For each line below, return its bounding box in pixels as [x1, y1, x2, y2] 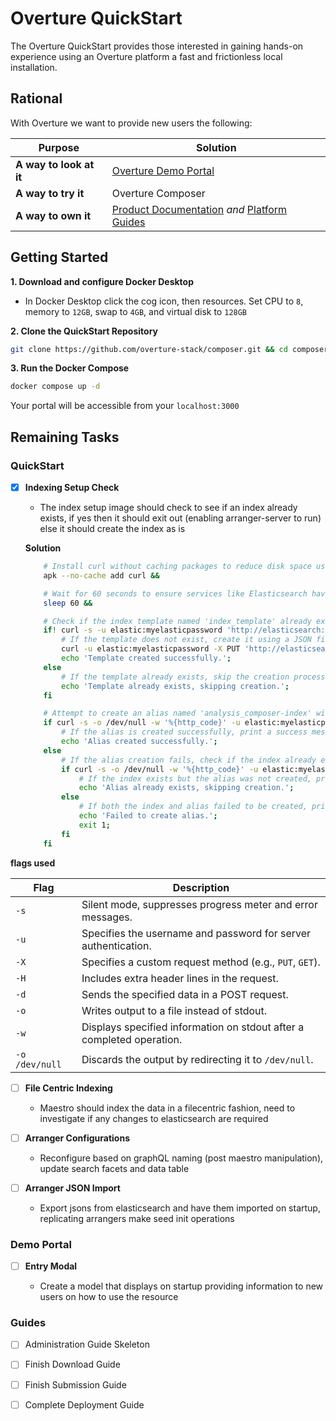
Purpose [38, 140, 80, 154]
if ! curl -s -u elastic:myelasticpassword [43, 625, 223, 636]
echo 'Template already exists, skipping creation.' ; [61, 681, 290, 691]
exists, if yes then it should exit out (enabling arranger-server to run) [39, 512, 322, 524]
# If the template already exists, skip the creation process [61, 672, 326, 682]
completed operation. [81, 1032, 183, 1046]
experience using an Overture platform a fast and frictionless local [10, 50, 283, 62]
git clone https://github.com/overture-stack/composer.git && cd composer [10, 344, 329, 354]
